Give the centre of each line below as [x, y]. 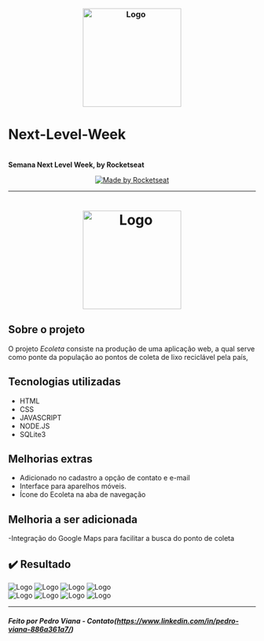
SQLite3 [33, 434]
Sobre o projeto [46, 330]
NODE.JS [35, 426]
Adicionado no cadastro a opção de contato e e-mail [104, 478]
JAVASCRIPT [40, 417]
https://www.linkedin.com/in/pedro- [178, 621]
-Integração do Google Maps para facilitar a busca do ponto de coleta [121, 539]
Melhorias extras [50, 459]
